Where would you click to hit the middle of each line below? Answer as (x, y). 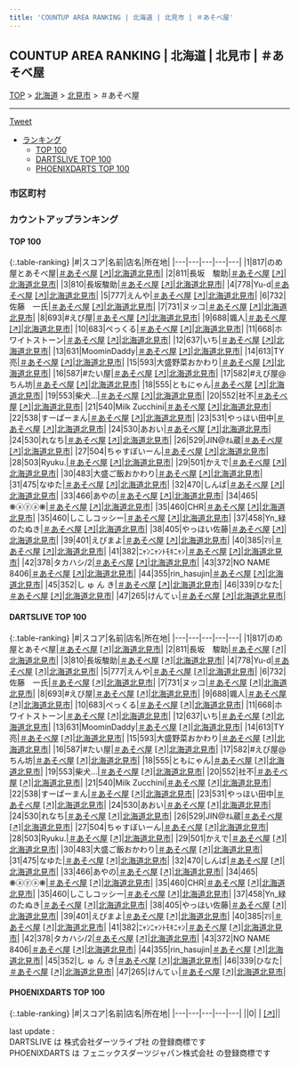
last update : (32, 1031)
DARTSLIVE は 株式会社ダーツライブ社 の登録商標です (108, 1041)
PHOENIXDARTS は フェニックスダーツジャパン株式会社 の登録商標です (140, 1053)
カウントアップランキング (64, 220)
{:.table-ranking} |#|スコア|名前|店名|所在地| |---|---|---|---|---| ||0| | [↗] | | (145, 1013)
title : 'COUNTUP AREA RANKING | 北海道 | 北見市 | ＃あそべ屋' (121, 17)
